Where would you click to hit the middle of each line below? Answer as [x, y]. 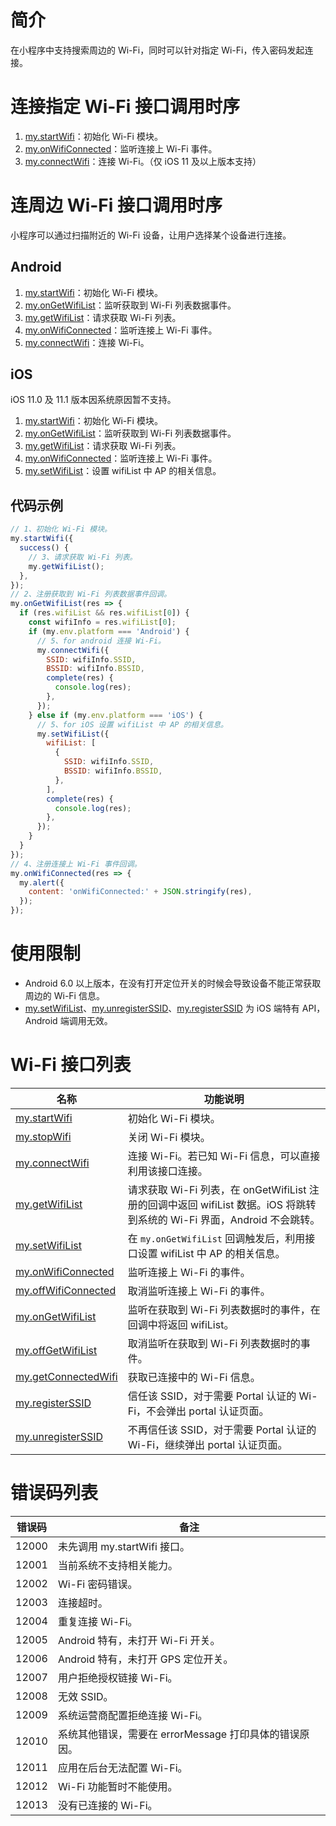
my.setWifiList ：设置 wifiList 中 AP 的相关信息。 [123, 471]
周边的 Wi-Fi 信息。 [64, 995]
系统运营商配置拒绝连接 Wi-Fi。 [132, 1715]
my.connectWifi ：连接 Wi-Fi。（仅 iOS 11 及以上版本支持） [143, 161]
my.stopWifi [43, 1136]
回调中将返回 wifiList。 [181, 1324]
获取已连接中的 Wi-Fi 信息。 [194, 1377]
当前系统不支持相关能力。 [117, 1565]
